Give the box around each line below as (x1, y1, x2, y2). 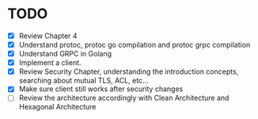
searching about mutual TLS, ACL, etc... (18, 76, 149, 86)
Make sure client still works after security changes (18, 84, 184, 94)
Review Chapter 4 (18, 31, 78, 40)
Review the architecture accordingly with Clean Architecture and (18, 93, 230, 103)
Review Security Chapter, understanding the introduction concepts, (18, 67, 239, 76)
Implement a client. (18, 58, 82, 67)
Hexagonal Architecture (18, 102, 97, 112)
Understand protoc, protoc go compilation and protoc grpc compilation (18, 40, 251, 49)
